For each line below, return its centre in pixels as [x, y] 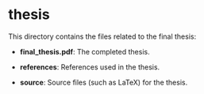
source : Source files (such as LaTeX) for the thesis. [104, 82]
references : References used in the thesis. [90, 67]
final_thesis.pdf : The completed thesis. [85, 51]
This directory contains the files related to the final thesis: [102, 36]
